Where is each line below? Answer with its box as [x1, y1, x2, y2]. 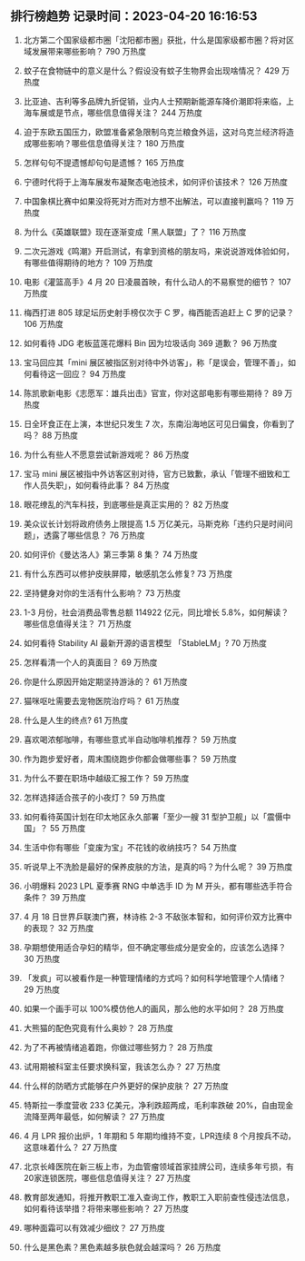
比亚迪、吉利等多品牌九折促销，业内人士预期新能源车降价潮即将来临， [23, 95, 287, 106]
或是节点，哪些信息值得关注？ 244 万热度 [47, 107, 203, 118]
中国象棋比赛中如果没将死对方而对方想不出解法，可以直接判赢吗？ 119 [23, 195, 284, 206]
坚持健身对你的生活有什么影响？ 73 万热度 [23, 587, 182, 598]
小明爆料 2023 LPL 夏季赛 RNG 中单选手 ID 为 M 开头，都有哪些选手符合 [23, 880, 293, 891]
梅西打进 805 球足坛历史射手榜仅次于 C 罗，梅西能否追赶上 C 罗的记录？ [23, 307, 294, 318]
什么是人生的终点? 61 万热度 [23, 714, 129, 725]
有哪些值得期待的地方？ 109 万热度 [23, 257, 153, 268]
